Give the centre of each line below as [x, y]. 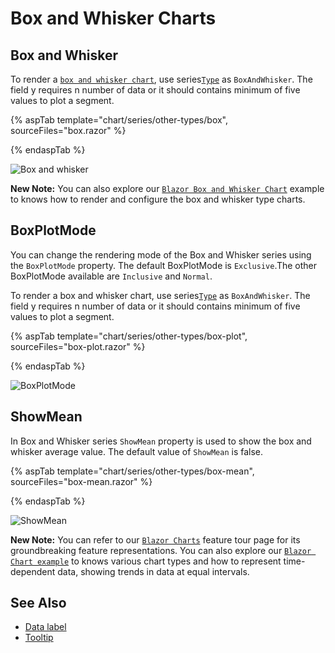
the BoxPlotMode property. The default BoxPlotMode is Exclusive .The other [164, 265]
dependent [33, 571]
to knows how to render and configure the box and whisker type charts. [158, 199]
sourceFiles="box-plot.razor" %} [78, 346]
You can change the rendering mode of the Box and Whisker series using [161, 254]
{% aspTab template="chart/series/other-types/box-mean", [132, 471]
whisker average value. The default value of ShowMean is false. [137, 451]
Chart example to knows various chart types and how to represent [146, 561]
